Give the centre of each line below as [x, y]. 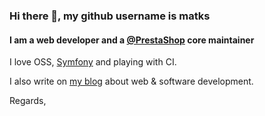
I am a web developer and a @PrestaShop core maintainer [132, 40]
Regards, [28, 101]
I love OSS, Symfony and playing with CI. [93, 62]
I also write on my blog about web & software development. [131, 81]
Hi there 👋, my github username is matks [110, 16]
